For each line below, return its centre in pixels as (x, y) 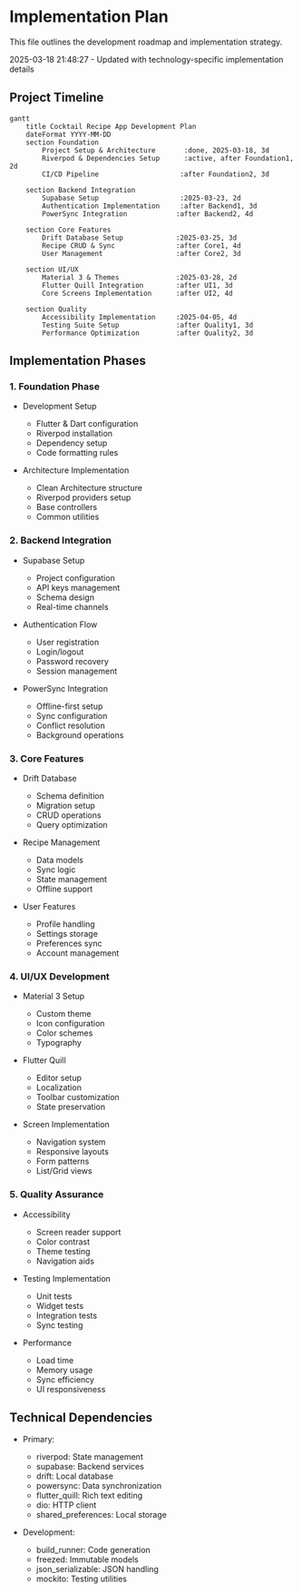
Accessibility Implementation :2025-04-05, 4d (140, 317)
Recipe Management (61, 842)
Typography (58, 1043)
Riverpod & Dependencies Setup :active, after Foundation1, (168, 158)
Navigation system (71, 1142)
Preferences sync (69, 944)
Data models (60, 860)
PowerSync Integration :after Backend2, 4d (148, 214)
